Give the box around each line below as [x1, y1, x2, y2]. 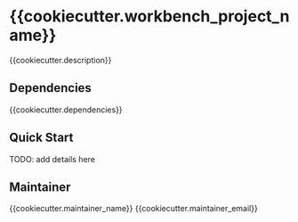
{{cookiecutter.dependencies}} [9, 104, 123, 115]
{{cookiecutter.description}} [9, 54, 112, 65]
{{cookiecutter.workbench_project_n [9, 6, 290, 27]
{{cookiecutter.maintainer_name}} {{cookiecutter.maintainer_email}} [9, 203, 258, 214]
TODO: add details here [9, 153, 96, 164]
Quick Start [9, 130, 74, 145]
